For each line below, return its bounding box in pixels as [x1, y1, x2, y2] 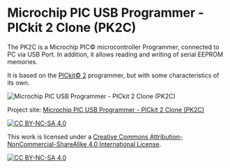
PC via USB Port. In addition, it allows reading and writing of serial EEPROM [7, 50, 224, 59]
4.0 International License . [88, 139, 162, 148]
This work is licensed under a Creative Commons [7, 132, 148, 141]
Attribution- [149, 132, 183, 141]
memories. [7, 57, 38, 66]
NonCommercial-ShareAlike [7, 139, 87, 148]
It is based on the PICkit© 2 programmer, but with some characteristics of [7, 71, 220, 79]
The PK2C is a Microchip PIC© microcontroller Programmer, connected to [7, 43, 220, 51]
